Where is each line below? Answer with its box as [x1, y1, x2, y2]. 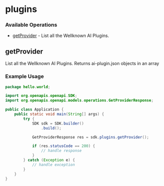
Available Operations [5, 21, 58, 28]
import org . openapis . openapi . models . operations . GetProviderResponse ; [5, 98, 154, 103]
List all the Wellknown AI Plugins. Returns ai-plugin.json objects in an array [5, 60, 159, 66]
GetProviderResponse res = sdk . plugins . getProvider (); [32, 134, 149, 139]
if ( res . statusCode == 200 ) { [32, 143, 95, 148]
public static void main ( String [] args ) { [14, 111, 104, 117]
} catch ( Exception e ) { [23, 157, 75, 163]
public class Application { [5, 107, 64, 112]
